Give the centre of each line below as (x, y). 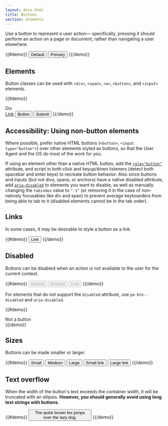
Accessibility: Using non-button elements (72, 131)
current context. (22, 274)
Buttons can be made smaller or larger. (45, 353)
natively (13, 196)
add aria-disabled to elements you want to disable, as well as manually (79, 185)
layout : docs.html (24, 10)
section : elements (24, 19)
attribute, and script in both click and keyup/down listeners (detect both (79, 169)
